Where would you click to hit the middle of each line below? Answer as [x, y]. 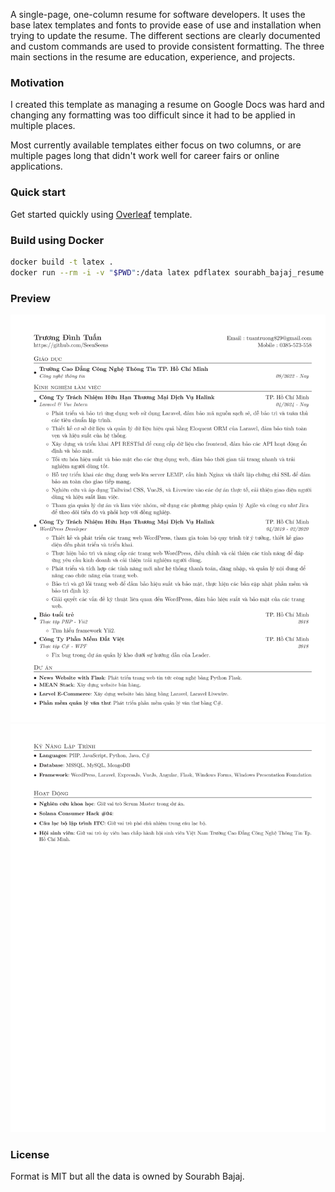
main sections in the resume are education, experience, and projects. [153, 57]
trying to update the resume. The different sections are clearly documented [165, 35]
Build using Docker [57, 240]
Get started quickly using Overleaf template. [101, 214]
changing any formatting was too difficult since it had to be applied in [153, 115]
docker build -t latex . [62, 262]
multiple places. [43, 126]
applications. [36, 166]
